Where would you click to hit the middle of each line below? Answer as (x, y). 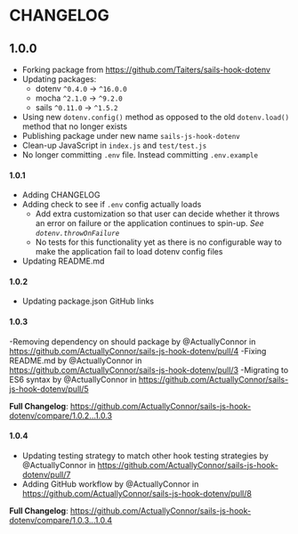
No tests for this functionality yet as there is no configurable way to (158, 242)
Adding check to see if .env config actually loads (112, 205)
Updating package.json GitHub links (88, 301)
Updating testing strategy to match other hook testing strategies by (145, 456)
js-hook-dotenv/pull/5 (49, 389)
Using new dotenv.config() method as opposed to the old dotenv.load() (156, 117)
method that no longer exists (74, 126)
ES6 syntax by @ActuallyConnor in (73, 379)
